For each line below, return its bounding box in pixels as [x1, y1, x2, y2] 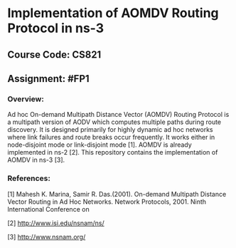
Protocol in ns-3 [7, 20, 104, 36]
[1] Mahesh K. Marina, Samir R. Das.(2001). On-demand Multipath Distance [7, 190, 227, 198]
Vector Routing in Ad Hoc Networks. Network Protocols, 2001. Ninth [7, 197, 207, 206]
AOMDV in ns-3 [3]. [7, 155, 65, 165]
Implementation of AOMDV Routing [7, 5, 219, 21]
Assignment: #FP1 [7, 73, 90, 85]
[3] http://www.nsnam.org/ [7, 232, 86, 241]
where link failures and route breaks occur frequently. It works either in [7, 133, 215, 142]
